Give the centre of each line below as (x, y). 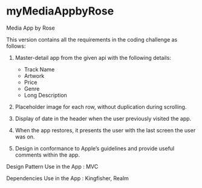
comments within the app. (47, 155)
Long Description (46, 95)
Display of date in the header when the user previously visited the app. (103, 118)
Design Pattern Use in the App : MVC (52, 166)
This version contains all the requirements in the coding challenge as (92, 39)
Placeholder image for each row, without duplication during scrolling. (101, 106)
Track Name (39, 69)
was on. (25, 137)
